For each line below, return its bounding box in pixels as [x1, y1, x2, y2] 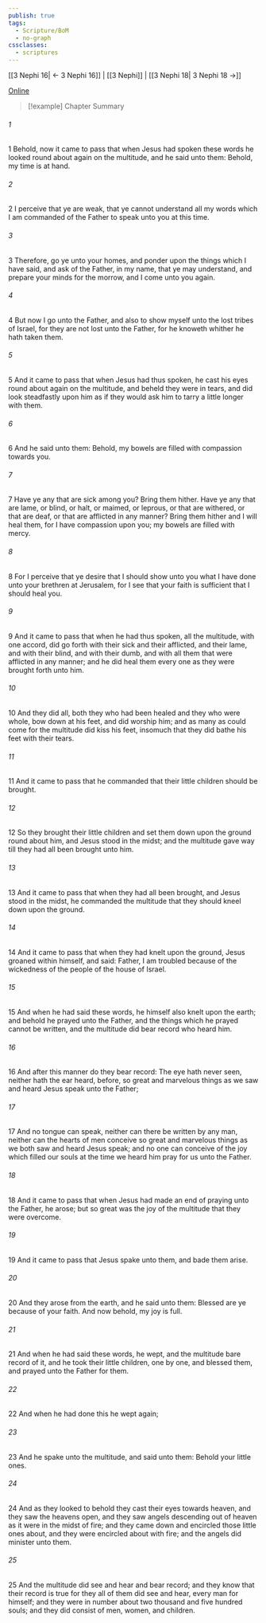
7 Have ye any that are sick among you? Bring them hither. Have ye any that [8, 495, 256, 504]
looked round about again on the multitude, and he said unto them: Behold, [8, 153, 253, 162]
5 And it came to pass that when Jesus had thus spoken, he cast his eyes [8, 375, 249, 385]
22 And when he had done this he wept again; [8, 1409, 159, 1418]
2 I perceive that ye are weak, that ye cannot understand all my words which [8, 204, 258, 213]
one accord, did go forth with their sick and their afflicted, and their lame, [8, 639, 248, 649]
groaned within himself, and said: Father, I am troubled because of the [8, 956, 237, 965]
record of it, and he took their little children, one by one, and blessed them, [8, 1358, 253, 1367]
